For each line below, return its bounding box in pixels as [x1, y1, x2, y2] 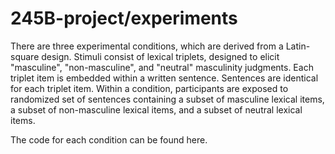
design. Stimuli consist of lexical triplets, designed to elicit [41, 50, 280, 62]
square [10, 50, 40, 62]
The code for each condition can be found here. [10, 133, 208, 146]
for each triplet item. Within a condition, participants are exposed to [10, 82, 289, 94]
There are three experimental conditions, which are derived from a [10, 40, 284, 52]
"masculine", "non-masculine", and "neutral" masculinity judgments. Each [10, 61, 314, 73]
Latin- [285, 40, 311, 52]
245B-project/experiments [10, 7, 238, 30]
